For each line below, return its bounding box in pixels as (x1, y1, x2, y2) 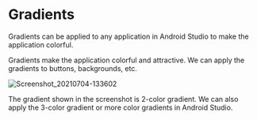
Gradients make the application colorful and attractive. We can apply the (8, 55, 245, 65)
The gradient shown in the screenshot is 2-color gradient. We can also (8, 94, 239, 103)
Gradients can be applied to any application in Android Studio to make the (8, 32, 249, 41)
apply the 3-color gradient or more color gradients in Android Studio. (8, 103, 233, 112)
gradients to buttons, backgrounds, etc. (8, 63, 137, 73)
